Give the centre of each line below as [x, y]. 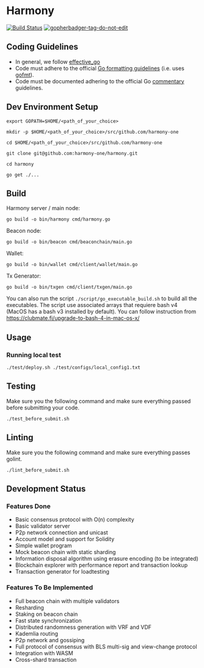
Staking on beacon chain [46, 614]
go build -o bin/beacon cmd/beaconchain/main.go [69, 242]
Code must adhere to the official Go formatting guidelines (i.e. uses [100, 68]
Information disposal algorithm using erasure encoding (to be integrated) [107, 559]
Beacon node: [24, 231]
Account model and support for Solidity [65, 539]
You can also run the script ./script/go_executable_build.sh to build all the [102, 298]
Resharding [30, 607]
